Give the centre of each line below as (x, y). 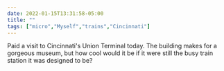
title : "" (21, 20)
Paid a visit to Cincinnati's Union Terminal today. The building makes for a (112, 46)
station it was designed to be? (50, 61)
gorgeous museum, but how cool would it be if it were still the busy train (110, 53)
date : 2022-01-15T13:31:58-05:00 (55, 13)
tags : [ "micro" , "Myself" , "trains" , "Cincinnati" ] (79, 26)
